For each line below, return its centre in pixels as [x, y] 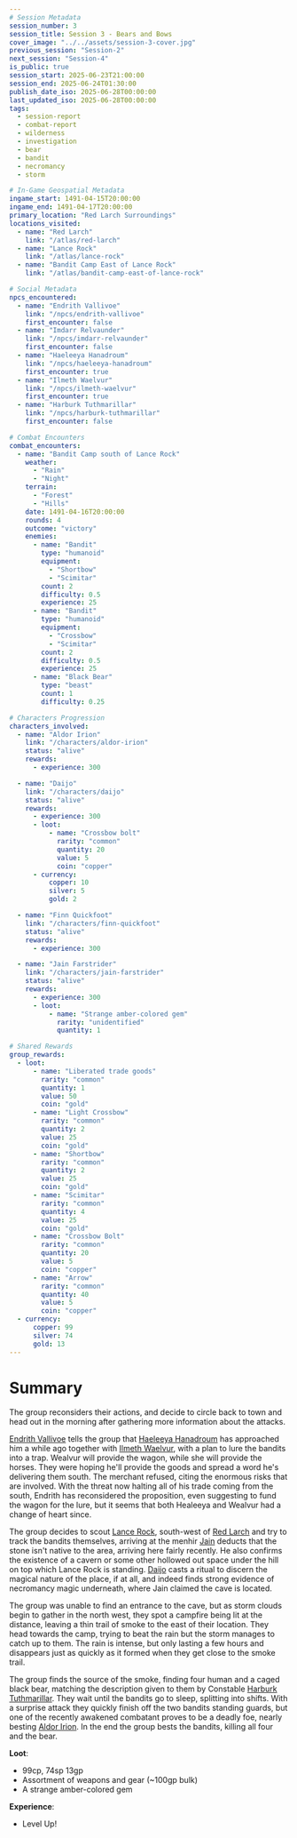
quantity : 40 [65, 1294]
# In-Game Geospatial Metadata [67, 191]
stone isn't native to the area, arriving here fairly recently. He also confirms [146, 1551]
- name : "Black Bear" [73, 677]
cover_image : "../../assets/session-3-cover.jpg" [103, 42]
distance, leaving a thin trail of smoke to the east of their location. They [139, 1625]
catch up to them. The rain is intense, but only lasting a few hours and [137, 1643]
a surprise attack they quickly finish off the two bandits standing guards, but [148, 1708]
